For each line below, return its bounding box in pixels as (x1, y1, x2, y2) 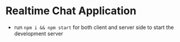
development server (14, 30, 63, 37)
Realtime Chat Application (5, 4, 137, 18)
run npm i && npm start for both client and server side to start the (14, 24, 175, 31)
